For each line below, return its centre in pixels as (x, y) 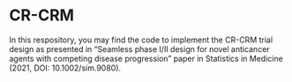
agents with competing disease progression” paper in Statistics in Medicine (146, 58)
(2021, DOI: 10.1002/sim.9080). (65, 68)
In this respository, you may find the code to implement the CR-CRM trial (141, 40)
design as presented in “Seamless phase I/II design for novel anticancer (140, 48)
